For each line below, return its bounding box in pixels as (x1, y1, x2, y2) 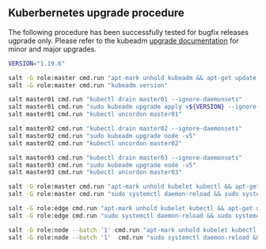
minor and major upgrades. (8, 44, 97, 54)
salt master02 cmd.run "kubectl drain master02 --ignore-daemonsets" (8, 125, 243, 133)
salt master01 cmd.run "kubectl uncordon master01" (8, 110, 182, 118)
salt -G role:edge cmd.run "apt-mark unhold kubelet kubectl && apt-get (8, 205, 253, 213)
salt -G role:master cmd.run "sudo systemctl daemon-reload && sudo (8, 190, 239, 198)
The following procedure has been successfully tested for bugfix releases (8, 27, 249, 36)
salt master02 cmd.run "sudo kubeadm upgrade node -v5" (8, 132, 196, 140)
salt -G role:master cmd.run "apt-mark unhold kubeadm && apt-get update (8, 74, 257, 82)
